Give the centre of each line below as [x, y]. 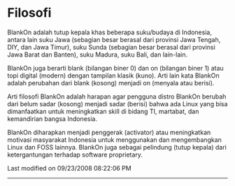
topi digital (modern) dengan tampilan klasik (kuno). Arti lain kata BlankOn [113, 76]
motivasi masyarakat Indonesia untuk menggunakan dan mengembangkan [115, 139]
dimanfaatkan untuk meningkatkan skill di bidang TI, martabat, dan [103, 111]
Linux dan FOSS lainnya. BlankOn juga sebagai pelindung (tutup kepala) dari [117, 147]
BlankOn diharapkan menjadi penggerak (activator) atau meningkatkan [109, 132]
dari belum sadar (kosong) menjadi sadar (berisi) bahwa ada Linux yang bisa [117, 103]
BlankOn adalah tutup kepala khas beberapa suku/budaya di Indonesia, [109, 32]
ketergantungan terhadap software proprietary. [75, 155]
